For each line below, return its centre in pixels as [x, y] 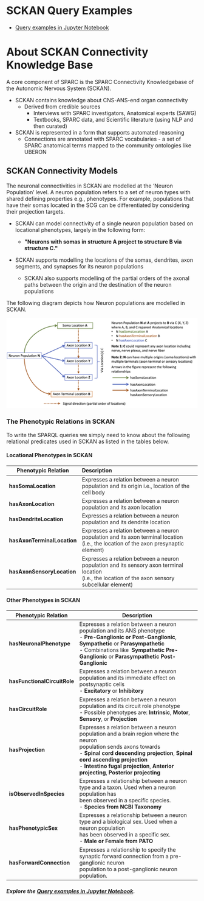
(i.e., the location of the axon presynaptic [133, 544]
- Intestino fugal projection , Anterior [127, 766]
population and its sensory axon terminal [132, 565]
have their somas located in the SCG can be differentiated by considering [98, 205]
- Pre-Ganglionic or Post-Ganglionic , [128, 637]
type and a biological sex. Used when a [128, 822]
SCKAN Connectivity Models [62, 171]
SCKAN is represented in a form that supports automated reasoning [100, 132]
